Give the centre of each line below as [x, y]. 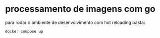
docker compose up [24, 31]
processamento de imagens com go [80, 9]
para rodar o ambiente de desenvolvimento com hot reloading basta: [75, 22]
